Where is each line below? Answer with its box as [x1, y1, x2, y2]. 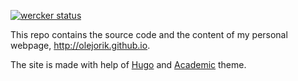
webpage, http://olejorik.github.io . [10, 40, 151, 51]
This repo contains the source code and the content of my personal [10, 29, 288, 40]
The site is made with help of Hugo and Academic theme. [10, 59, 247, 70]
